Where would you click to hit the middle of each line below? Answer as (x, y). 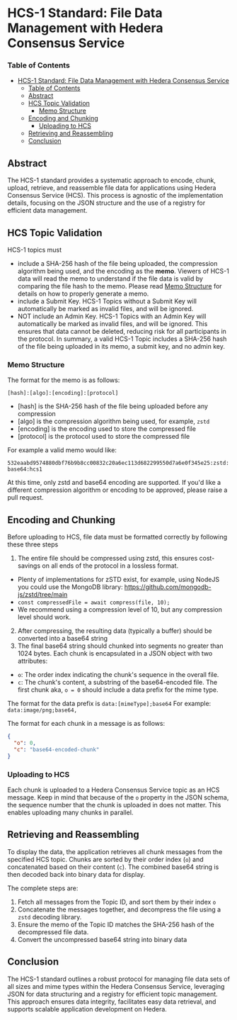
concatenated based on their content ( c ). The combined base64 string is (113, 867)
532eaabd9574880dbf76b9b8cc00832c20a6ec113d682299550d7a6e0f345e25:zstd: (118, 463)
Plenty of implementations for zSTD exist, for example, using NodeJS (118, 580)
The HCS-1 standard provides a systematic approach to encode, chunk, (111, 180)
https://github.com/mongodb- (168, 587)
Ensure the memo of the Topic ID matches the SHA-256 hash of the (116, 924)
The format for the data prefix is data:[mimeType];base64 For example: (109, 704)
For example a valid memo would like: (62, 450)
